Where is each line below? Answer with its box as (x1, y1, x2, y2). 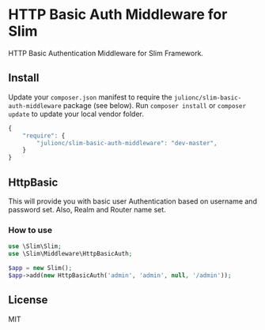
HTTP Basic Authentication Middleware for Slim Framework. (8, 48, 204, 58)
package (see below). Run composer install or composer (62, 100, 247, 110)
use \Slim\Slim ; (8, 242, 62, 250)
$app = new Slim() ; (8, 264, 73, 272)
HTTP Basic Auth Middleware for (8, 6, 228, 24)
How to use (8, 224, 53, 235)
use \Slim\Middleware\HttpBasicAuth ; (8, 250, 133, 258)
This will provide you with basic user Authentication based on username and (8, 196, 257, 206)
